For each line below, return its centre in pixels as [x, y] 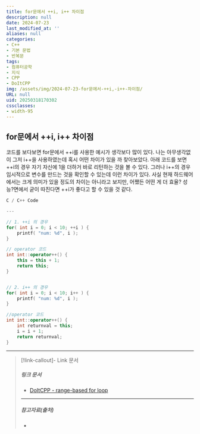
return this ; [33, 266]
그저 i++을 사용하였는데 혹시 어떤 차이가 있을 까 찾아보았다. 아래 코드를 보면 [100, 160]
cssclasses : [21, 106]
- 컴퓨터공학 [19, 67]
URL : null [18, 95]
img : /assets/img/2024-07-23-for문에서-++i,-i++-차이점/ [74, 89]
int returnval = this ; [45, 326]
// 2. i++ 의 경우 [27, 287]
